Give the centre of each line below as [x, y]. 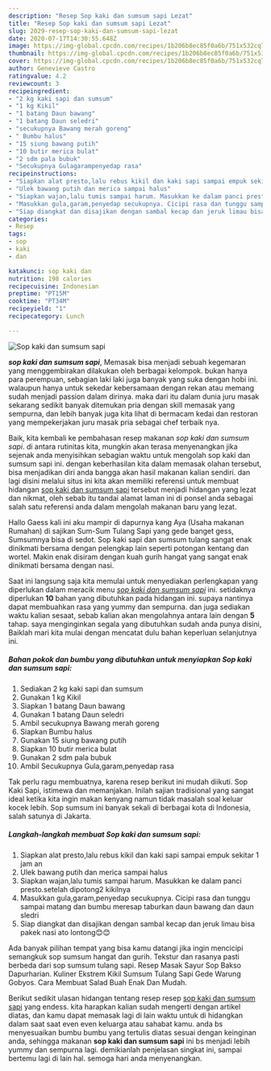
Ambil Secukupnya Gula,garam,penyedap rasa [97, 766]
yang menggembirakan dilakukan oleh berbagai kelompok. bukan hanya [128, 370]
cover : [19, 61]
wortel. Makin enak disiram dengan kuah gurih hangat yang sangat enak [128, 557]
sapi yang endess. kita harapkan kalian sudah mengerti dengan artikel [125, 1006]
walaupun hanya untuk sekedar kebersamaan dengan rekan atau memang [131, 387]
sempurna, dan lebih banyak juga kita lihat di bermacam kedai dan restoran [133, 413]
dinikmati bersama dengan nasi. [61, 565]
